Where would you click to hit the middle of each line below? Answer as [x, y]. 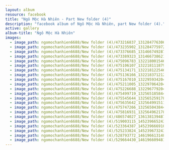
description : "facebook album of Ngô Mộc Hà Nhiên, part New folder [78, 24]
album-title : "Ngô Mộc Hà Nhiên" [40, 33]
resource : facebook [26, 14]
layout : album [20, 10]
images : [13, 38]
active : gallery [22, 28]
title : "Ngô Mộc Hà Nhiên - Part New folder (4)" [58, 19]
